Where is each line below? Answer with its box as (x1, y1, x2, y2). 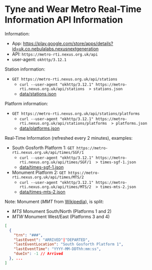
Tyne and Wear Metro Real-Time (4, 4, 142, 15)
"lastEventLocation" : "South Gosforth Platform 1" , (13, 242, 123, 247)
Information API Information (4, 14, 123, 26)
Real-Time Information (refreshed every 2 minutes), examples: (4, 135, 133, 141)
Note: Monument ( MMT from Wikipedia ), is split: (4, 198, 104, 204)
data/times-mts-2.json (19, 189, 65, 195)
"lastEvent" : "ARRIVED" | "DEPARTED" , (13, 237, 90, 242)
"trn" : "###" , (13, 232, 43, 237)
